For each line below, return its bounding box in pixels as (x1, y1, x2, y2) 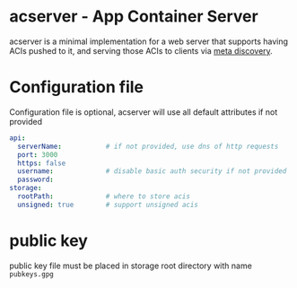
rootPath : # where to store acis (17, 192, 191, 201)
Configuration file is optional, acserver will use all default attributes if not (9, 106, 278, 118)
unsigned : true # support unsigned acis (17, 200, 199, 209)
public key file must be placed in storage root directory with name (9, 260, 253, 271)
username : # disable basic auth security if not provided (17, 167, 287, 176)
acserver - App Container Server (9, 6, 258, 27)
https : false (17, 159, 66, 168)
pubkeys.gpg (9, 269, 54, 279)
